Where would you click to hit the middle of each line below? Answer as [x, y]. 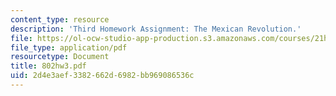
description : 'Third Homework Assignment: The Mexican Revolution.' [156, 29]
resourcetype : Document [60, 57]
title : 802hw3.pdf [48, 66]
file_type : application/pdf [69, 47]
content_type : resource [60, 19]
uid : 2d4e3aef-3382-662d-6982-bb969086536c [102, 76]
